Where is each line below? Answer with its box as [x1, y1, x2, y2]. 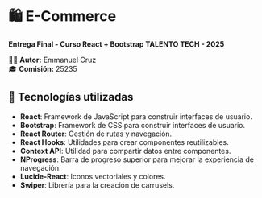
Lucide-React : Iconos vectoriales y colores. [19, 171, 167, 181]
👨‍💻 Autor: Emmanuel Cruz [8, 55, 97, 64]
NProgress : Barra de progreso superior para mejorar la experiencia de [19, 155, 255, 164]
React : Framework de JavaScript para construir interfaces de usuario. [19, 111, 252, 122]
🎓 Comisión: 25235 [8, 64, 78, 73]
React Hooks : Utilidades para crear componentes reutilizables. [19, 137, 230, 146]
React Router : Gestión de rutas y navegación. [19, 129, 173, 138]
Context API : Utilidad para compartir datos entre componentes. [19, 146, 231, 155]
